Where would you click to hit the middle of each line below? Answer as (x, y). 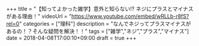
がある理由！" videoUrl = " (39, 16)
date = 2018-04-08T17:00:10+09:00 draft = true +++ (71, 38)
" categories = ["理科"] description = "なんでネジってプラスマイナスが (105, 24)
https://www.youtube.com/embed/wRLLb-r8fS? (130, 16)
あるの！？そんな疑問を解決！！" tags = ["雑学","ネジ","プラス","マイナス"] (98, 31)
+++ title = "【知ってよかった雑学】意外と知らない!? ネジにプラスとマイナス (100, 9)
